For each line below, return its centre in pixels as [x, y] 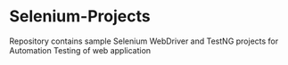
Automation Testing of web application [80, 50]
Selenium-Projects [80, 16]
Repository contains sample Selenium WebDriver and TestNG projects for [144, 41]
